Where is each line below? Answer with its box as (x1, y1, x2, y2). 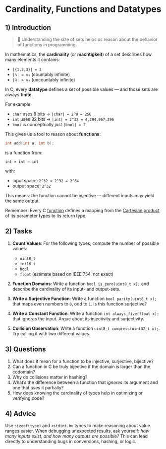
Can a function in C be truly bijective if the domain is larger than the (12, 364, 151, 370)
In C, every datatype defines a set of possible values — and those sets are (5, 86, 158, 92)
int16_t (19, 261, 36, 266)
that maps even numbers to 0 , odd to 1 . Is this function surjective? (12, 300, 147, 306)
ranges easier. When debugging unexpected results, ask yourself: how (5, 428, 150, 434)
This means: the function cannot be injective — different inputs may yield (5, 192, 155, 198)
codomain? (12, 369, 36, 374)
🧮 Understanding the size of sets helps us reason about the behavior (17, 36, 158, 42)
